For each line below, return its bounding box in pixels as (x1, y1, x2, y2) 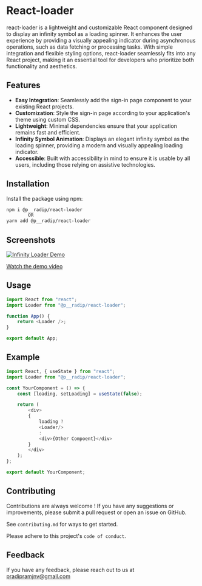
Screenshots (6, 235, 56, 245)
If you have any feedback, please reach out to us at (6, 566, 135, 573)
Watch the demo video (6, 263, 63, 270)
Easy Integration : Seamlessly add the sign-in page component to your (15, 96, 192, 103)
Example (6, 352, 40, 363)
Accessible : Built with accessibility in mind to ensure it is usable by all (15, 155, 190, 162)
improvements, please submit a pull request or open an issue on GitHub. (6, 509, 187, 516)
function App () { (6, 313, 50, 319)
